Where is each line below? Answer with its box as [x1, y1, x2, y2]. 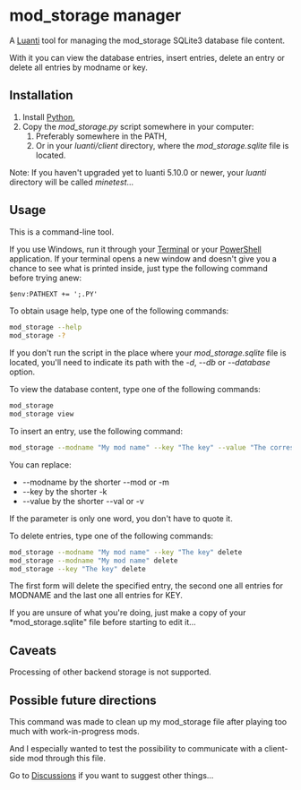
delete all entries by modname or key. [9, 62, 148, 73]
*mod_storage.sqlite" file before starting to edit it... [9, 617, 197, 628]
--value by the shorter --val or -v [21, 495, 145, 506]
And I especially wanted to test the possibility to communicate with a [9, 743, 262, 754]
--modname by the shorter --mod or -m [21, 477, 170, 487]
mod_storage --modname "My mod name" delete [9, 556, 178, 565]
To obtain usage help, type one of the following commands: [9, 305, 229, 316]
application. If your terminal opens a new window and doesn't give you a [9, 253, 278, 264]
